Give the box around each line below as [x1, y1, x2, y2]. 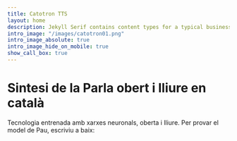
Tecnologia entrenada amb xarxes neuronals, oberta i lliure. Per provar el [7, 118, 219, 127]
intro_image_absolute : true [7, 37, 90, 44]
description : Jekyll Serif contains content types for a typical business [7, 23, 232, 30]
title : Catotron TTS [7, 10, 68, 18]
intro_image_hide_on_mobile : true [7, 43, 109, 50]
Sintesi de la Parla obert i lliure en [7, 80, 207, 96]
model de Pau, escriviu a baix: [7, 125, 95, 134]
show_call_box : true [7, 50, 68, 57]
